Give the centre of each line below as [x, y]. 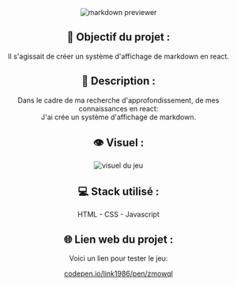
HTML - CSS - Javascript [118, 214]
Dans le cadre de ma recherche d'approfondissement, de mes [118, 100]
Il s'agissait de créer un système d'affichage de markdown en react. [118, 56]
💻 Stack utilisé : [118, 192]
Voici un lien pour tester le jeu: [118, 258]
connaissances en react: [118, 108]
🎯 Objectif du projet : [118, 38]
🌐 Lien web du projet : [118, 239]
